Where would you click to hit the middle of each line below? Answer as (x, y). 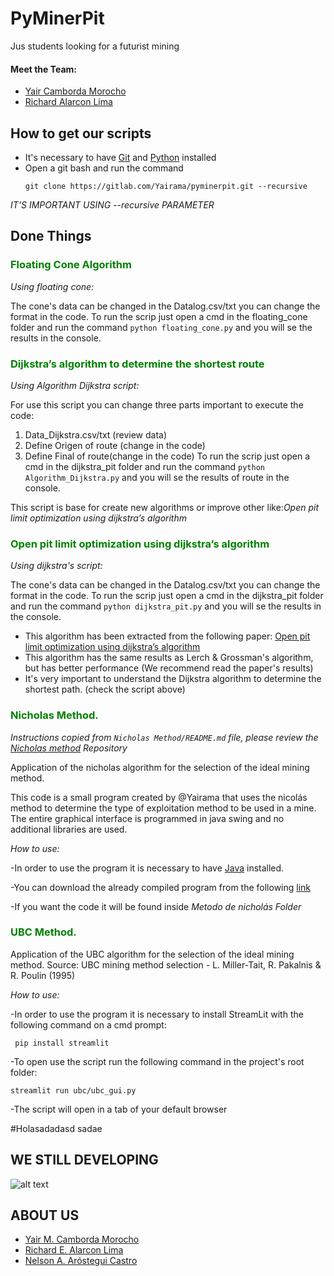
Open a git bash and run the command (104, 168)
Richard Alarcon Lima (68, 102)
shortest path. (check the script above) (105, 689)
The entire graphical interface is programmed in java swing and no (147, 818)
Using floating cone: (52, 286)
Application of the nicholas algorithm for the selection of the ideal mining (160, 767)
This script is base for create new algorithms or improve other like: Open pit (165, 507)
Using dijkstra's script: (56, 566)
